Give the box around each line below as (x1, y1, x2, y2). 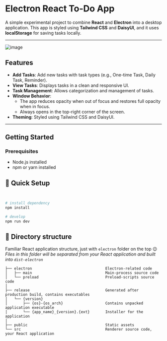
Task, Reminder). (12, 77, 47, 83)
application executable (5, 305, 55, 310)
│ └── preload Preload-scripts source (5, 274, 155, 279)
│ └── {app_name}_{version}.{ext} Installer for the (5, 309, 143, 314)
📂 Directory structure (5, 233, 72, 241)
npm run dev (5, 219, 30, 224)
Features (5, 59, 33, 67)
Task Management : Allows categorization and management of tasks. (12, 87, 154, 93)
